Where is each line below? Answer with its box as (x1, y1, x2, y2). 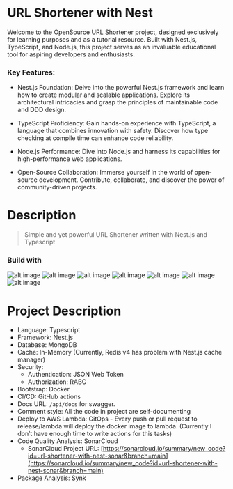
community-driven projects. (17, 183, 97, 192)
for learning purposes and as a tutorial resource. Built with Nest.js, (7, 35, 197, 43)
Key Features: (7, 68, 56, 77)
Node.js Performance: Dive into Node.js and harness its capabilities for (17, 148, 220, 156)
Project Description (7, 303, 122, 318)
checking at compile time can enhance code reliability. (17, 134, 174, 142)
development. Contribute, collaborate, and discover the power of (38, 176, 225, 184)
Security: (17, 363, 44, 371)
